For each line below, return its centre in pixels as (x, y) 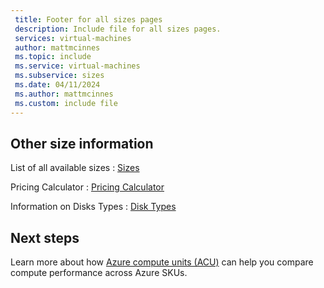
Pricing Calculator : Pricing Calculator (87, 187)
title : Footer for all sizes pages (88, 19)
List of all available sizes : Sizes (75, 168)
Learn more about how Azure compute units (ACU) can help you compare (162, 262)
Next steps (45, 237)
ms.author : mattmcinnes (64, 94)
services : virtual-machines (73, 38)
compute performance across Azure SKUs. (99, 273)
